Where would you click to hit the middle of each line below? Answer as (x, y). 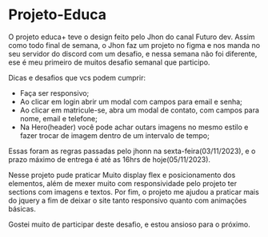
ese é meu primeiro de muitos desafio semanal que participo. (109, 62)
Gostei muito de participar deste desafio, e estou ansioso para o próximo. (129, 224)
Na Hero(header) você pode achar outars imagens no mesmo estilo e (134, 127)
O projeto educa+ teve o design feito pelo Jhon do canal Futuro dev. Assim (132, 37)
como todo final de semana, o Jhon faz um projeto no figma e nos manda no (134, 45)
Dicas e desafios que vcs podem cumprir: (77, 77)
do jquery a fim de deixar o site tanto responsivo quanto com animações (128, 200)
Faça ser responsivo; (54, 93)
